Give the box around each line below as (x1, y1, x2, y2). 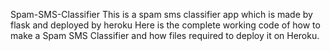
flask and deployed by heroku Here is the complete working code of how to (10, 19, 321, 31)
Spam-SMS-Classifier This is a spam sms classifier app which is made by (10, 9, 313, 20)
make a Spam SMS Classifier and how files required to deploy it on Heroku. (10, 30, 320, 41)
